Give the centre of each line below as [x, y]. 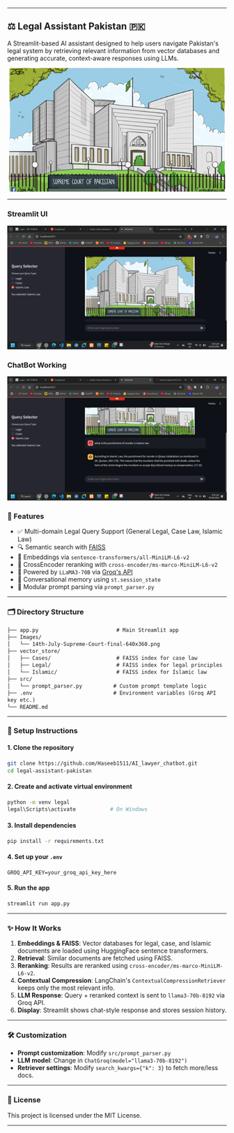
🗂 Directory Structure [46, 612]
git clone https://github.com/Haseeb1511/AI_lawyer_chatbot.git [102, 763]
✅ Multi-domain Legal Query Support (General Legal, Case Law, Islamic [120, 531]
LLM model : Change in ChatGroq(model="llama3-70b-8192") [102, 1060]
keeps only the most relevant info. [66, 988]
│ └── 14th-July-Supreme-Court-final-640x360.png [84, 644]
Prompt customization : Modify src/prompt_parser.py [94, 1053]
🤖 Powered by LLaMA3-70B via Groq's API [75, 572]
